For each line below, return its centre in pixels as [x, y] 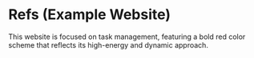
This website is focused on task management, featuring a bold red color [127, 37]
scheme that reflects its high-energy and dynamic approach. [108, 44]
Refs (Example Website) [89, 15]
